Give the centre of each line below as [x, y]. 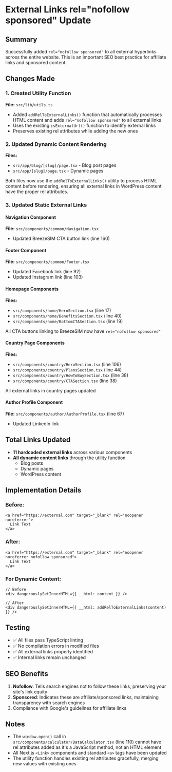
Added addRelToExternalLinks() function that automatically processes [87, 115]
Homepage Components [32, 289]
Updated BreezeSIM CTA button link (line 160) [61, 239]
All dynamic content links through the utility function [69, 458]
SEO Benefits [27, 674]
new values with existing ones [45, 764]
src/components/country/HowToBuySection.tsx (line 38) [71, 375]
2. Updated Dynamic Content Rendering [56, 144]
